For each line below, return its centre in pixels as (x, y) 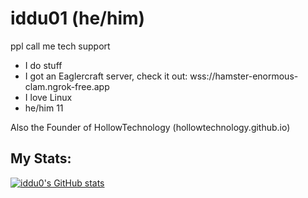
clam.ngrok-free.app (67, 86)
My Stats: (41, 158)
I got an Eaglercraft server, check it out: (106, 76)
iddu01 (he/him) (78, 18)
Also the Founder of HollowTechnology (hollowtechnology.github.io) (150, 127)
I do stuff (43, 65)
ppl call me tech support (60, 46)
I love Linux (48, 97)
